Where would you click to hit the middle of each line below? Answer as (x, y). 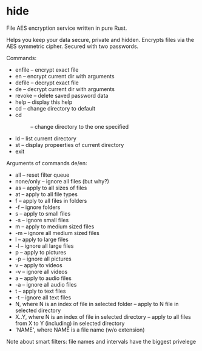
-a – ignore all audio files (46, 284)
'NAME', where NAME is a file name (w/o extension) (80, 330)
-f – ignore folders (38, 207)
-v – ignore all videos (41, 271)
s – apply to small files (43, 213)
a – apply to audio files (43, 278)
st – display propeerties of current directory (69, 145)
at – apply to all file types (46, 194)
